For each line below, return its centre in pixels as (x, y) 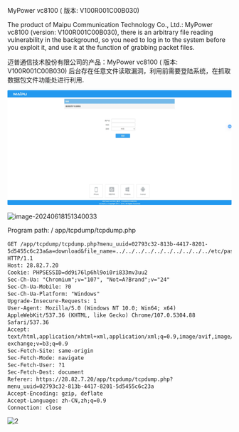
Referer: (20, 379)
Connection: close (34, 408)
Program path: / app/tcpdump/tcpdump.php (72, 230)
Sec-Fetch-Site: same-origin (51, 351)
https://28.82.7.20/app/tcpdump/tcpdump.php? (105, 379)
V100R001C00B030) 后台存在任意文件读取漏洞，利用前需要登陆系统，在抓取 (119, 71)
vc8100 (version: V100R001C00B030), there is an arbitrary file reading (110, 32)
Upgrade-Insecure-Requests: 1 (52, 301)
